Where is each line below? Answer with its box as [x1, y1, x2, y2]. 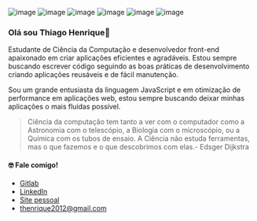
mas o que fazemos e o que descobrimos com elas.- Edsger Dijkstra [27, 142, 250, 152]
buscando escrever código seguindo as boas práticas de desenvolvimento [8, 61, 250, 71]
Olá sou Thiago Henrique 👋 [8, 27, 111, 38]
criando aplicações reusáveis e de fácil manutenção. [8, 70, 179, 79]
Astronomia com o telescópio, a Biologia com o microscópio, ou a [27, 126, 240, 135]
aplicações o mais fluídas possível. [8, 102, 121, 112]
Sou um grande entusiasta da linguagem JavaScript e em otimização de [8, 85, 241, 94]
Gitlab [19, 178, 39, 188]
